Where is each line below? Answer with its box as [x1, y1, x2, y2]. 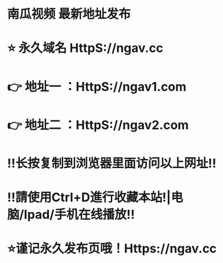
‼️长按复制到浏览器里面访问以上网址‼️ [7, 156, 217, 171]
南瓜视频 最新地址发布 [7, 6, 131, 22]
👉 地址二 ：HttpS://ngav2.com [7, 117, 189, 133]
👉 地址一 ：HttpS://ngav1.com [7, 78, 187, 94]
